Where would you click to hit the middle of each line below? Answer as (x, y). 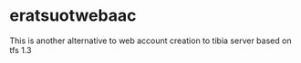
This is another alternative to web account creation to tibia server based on (150, 40)
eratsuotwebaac (73, 16)
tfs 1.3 (21, 49)
